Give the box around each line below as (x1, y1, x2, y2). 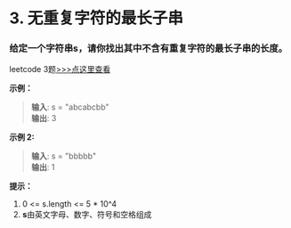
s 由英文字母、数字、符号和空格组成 (21, 209, 152, 220)
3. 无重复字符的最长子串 (9, 8, 184, 28)
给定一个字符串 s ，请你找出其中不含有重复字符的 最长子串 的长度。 (9, 42, 287, 54)
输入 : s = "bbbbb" (30, 151, 96, 161)
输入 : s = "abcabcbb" (30, 102, 109, 112)
